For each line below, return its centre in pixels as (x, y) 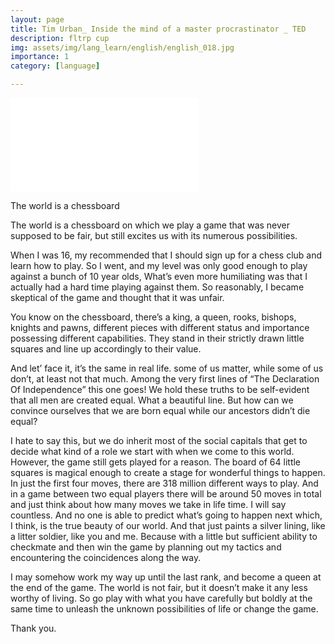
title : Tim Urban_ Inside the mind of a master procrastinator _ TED (158, 29)
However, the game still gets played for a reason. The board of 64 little (156, 462)
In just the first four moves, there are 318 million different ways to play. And (164, 483)
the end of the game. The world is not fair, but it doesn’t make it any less (159, 587)
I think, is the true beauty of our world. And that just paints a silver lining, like (168, 525)
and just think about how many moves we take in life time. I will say (148, 504)
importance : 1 (40, 57)
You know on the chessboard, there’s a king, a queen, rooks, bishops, (153, 317)
